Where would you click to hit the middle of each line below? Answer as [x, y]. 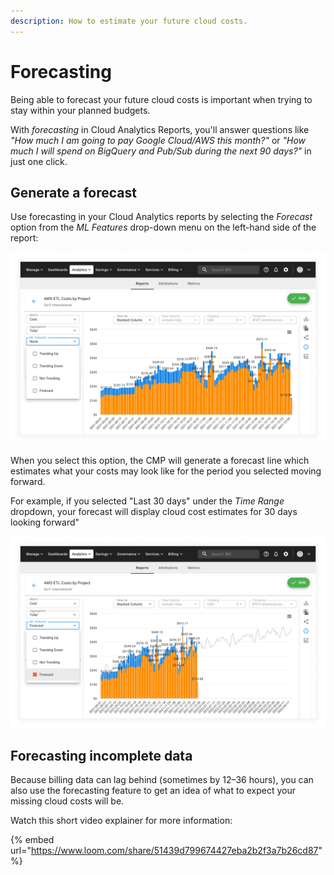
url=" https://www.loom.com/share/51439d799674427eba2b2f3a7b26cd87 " [166, 851]
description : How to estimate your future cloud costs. [129, 21]
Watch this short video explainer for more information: [121, 821]
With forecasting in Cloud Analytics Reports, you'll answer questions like [160, 129]
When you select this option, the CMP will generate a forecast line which [160, 460]
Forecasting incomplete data [101, 756]
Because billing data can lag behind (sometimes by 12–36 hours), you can [162, 780]
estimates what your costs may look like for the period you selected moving [166, 471]
